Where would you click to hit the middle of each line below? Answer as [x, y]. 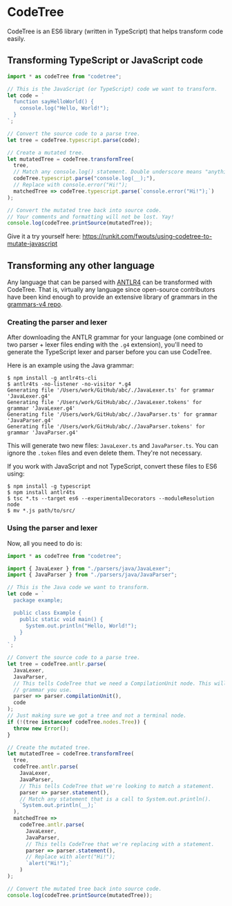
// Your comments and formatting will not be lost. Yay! [91, 217]
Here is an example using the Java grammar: [71, 365]
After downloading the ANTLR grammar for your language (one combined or [116, 338]
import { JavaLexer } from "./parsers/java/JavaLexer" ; [89, 568]
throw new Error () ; [41, 729]
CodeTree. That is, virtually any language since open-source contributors [111, 290]
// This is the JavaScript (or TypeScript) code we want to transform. [112, 89]
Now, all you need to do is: [45, 543]
